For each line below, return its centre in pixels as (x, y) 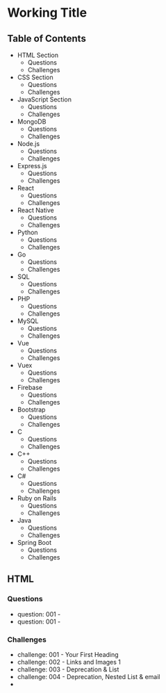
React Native (35, 210)
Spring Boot (34, 543)
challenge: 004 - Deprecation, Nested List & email (89, 676)
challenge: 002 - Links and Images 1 (69, 662)
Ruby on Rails (37, 498)
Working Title (47, 13)
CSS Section (35, 77)
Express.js (32, 166)
